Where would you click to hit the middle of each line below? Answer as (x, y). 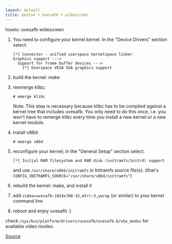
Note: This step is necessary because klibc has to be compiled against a (89, 106)
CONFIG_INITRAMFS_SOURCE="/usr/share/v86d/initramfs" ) (72, 175)
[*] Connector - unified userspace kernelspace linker (73, 54)
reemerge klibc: (29, 87)
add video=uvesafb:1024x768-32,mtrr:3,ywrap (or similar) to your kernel (88, 195)
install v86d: (26, 132)
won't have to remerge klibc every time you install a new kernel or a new (89, 117)
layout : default (23, 10)
